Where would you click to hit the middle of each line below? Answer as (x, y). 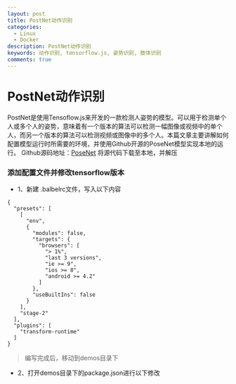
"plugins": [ (33, 325)
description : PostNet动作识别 (49, 46)
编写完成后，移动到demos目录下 (71, 358)
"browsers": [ (59, 245)
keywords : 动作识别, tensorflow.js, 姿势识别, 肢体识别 (84, 53)
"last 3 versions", (73, 257)
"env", (35, 221)
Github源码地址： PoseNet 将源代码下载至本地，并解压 (99, 153)
